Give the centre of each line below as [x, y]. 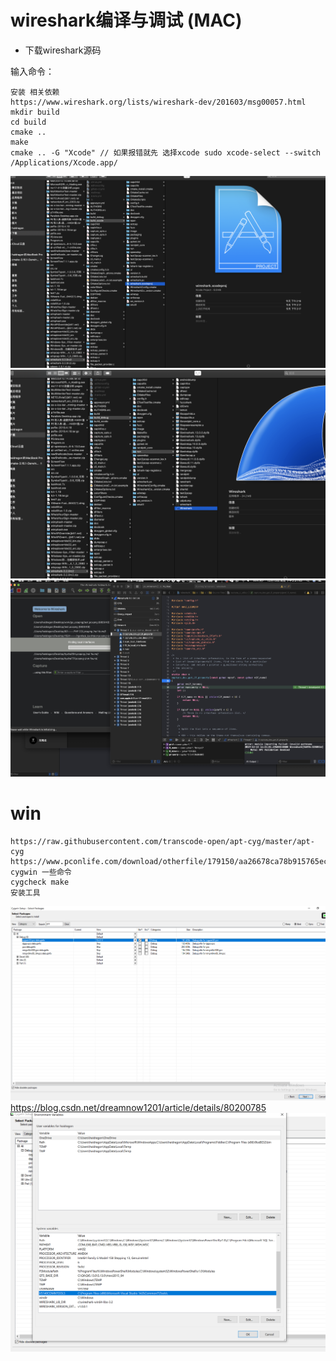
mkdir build [35, 112]
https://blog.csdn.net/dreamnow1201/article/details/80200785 [138, 1107]
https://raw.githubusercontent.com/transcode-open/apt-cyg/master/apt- [162, 842]
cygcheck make [40, 882]
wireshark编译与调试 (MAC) [126, 20]
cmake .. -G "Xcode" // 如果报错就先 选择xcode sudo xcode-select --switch [166, 152]
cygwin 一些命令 [41, 872]
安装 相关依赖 [35, 92]
